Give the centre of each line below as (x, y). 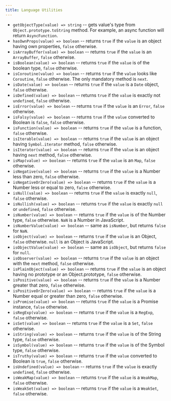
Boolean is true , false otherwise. (47, 361)
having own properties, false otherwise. (55, 46)
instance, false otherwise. (40, 306)
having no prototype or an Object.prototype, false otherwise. (77, 274)
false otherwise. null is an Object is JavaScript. (63, 242)
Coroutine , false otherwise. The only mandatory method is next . (80, 79)
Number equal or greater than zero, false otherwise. (68, 296)
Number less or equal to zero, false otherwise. (62, 187)
